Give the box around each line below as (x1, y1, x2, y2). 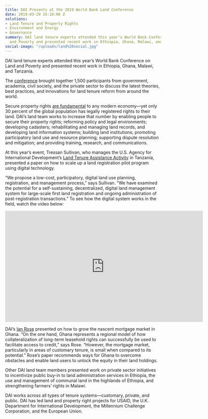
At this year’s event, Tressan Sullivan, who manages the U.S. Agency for (5, 149, 152, 155)
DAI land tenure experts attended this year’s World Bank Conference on (5, 57, 151, 63)
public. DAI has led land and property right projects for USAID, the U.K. (5, 397, 149, 403)
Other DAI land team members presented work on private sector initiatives (5, 367, 156, 373)
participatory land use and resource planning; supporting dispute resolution (5, 134, 159, 140)
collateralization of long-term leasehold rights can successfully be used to (5, 336, 157, 342)
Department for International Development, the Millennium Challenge (5, 403, 145, 409)
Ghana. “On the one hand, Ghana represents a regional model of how (5, 331, 146, 337)
